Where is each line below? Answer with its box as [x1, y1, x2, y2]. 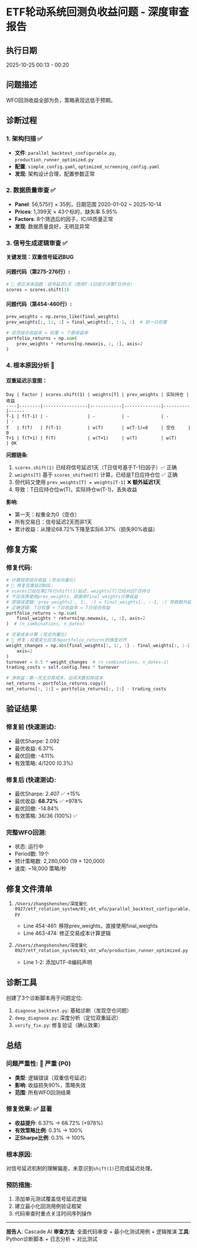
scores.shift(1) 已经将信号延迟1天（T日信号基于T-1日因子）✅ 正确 [14, 463, 177, 471]
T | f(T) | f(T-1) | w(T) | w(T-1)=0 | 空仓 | [6, 424, 191, 430]
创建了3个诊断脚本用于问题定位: [6, 994, 83, 1001]
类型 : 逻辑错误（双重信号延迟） [14, 1074, 90, 1081]
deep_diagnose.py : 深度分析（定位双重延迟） [14, 1014, 122, 1021]
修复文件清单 [6, 884, 53, 894]
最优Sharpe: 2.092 [14, 737, 60, 745]
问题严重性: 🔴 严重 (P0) [6, 1060, 72, 1068]
